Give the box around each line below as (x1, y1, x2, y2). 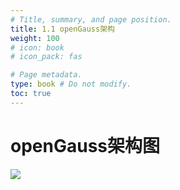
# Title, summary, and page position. (10, 14, 172, 25)
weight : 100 (10, 33, 60, 43)
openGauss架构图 (10, 134, 160, 157)
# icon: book (10, 42, 65, 53)
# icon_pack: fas (10, 52, 83, 62)
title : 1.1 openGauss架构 (10, 24, 115, 34)
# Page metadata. (10, 70, 83, 80)
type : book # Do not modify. (10, 79, 132, 90)
